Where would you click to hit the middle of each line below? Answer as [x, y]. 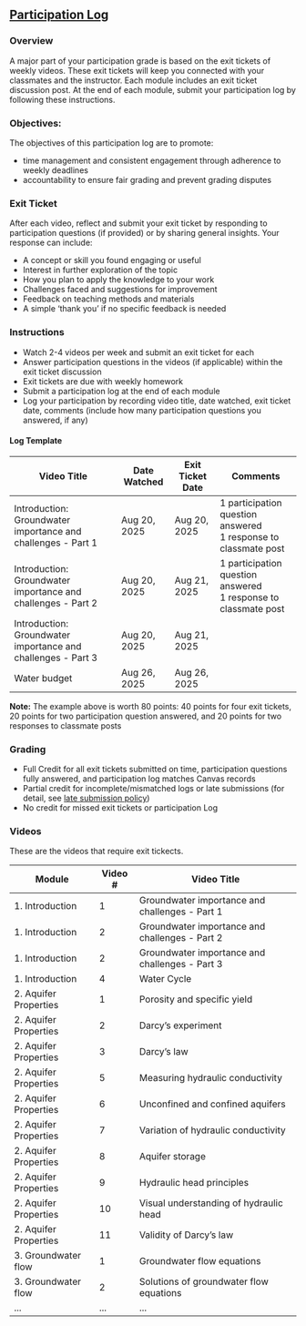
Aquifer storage [173, 1157]
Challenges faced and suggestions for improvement [120, 290]
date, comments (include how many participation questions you [142, 410]
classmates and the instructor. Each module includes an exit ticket [133, 80]
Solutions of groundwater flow [204, 1281]
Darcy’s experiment [180, 1025]
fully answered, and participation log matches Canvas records [139, 779]
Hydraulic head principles [194, 1183]
